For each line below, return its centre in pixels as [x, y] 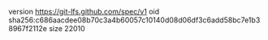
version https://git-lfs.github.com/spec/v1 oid [84, 12]
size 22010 [67, 28]
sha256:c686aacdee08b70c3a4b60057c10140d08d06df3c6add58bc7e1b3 [134, 20]
